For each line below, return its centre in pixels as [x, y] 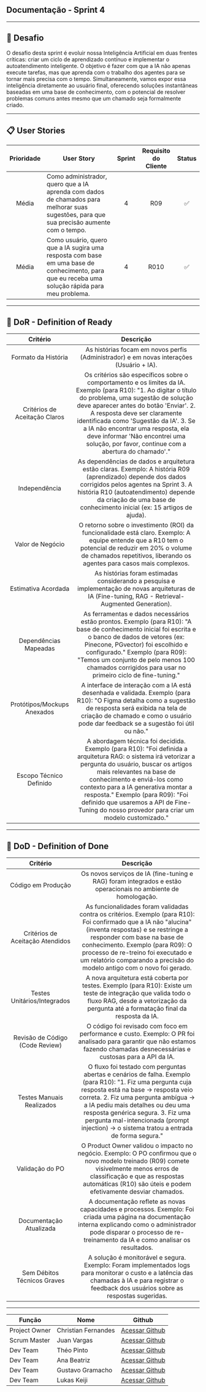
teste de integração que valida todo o [137, 994]
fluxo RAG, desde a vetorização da [137, 1001]
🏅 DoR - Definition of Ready [59, 322]
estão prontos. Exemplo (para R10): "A [136, 622]
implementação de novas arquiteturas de [136, 589]
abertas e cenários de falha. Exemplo [137, 1074]
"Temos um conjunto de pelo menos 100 [136, 660]
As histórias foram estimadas [136, 574]
